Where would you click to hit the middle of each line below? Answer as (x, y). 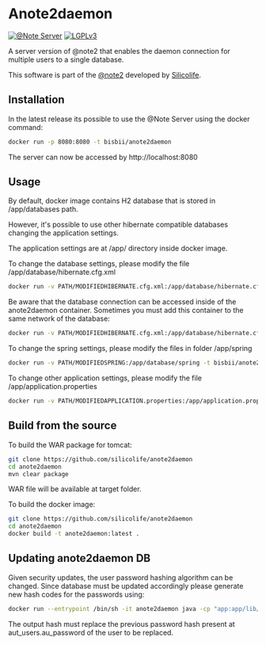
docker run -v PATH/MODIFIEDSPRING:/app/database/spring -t (110, 363)
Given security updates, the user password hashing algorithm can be (121, 577)
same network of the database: (59, 319)
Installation (36, 100)
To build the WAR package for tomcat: (70, 445)
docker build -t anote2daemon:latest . (74, 534)
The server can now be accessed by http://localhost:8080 (103, 157)
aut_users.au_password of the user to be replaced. (91, 632)
